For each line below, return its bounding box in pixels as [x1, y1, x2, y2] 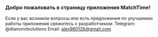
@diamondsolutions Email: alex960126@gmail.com [5, 26, 112, 32]
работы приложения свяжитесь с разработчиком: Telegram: [5, 20, 135, 26]
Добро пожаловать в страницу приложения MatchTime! [5, 4, 151, 11]
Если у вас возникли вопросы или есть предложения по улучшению [5, 15, 153, 21]
